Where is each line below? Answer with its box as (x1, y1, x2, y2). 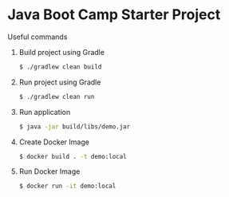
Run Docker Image (18, 167, 81, 176)
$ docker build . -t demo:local (18, 152, 127, 160)
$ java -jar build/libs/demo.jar (18, 122, 131, 131)
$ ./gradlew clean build (18, 62, 102, 71)
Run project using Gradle (18, 77, 101, 87)
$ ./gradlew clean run (18, 93, 95, 100)
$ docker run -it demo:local (18, 182, 116, 191)
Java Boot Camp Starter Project (7, 6, 221, 24)
